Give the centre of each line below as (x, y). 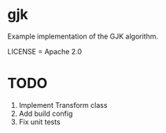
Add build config (46, 113)
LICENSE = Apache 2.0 (45, 51)
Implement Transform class (63, 105)
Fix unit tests (39, 122)
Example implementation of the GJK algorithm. (83, 36)
